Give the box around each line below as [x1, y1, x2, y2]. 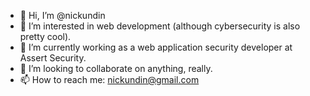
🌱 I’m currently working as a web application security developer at [19, 41, 293, 53]
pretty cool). [19, 31, 72, 42]
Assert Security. [19, 52, 87, 64]
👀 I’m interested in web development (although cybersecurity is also [19, 20, 301, 32]
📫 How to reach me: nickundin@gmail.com [19, 74, 200, 85]
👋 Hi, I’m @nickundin [19, 10, 106, 21]
